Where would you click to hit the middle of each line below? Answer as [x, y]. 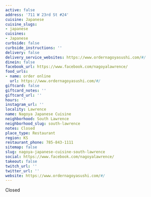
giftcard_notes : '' [26, 90]
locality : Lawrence [26, 109]
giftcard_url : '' [24, 95]
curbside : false [22, 43]
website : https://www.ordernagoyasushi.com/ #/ [55, 176]
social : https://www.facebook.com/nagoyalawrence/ [60, 157]
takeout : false [21, 161]
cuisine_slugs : [21, 24]
